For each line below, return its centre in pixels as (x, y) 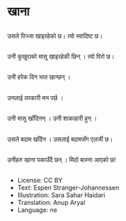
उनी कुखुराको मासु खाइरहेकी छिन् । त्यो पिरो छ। (61, 56)
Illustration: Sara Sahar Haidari (61, 195)
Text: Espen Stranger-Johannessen (68, 188)
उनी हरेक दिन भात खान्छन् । (39, 77)
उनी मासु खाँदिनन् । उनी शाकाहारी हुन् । (52, 119)
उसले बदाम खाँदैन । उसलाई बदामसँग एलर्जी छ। (60, 139)
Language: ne (37, 210)
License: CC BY (40, 181)
